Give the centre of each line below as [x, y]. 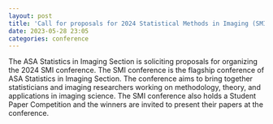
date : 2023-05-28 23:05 [49, 31]
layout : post [30, 16]
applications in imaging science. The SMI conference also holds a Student [132, 96]
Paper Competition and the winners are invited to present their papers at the [136, 105]
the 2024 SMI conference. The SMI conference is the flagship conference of [136, 71]
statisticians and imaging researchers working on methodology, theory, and [135, 88]
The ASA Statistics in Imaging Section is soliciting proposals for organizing [133, 62]
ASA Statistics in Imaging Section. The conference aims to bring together [131, 79]
